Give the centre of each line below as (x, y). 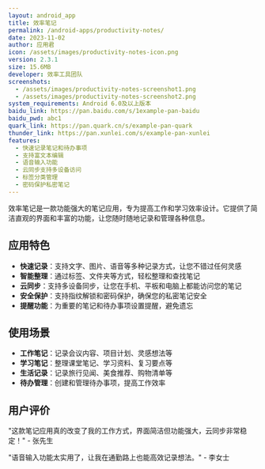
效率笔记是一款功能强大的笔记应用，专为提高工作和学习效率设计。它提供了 (129, 208)
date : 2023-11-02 (37, 38)
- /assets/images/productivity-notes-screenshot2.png (106, 96)
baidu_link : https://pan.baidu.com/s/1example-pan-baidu (104, 112)
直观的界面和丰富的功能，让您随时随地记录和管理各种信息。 (112, 217)
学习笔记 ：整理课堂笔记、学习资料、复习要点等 (96, 363)
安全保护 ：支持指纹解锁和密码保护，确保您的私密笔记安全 (113, 295)
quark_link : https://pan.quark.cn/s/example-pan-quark (100, 126)
